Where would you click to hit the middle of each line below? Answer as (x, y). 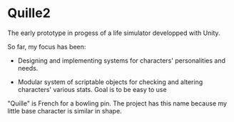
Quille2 (29, 13)
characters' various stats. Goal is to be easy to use (92, 89)
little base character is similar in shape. (65, 111)
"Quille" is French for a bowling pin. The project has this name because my (117, 103)
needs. (28, 68)
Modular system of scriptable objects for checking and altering (110, 82)
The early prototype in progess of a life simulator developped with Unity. (114, 33)
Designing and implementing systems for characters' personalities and (122, 60)
